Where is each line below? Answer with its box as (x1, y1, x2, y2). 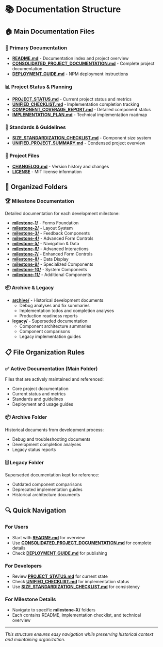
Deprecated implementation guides (12, 487, 82, 492)
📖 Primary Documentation (5, 44, 67, 51)
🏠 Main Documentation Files (5, 27, 95, 36)
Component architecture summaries (19, 323, 92, 329)
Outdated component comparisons (12, 481, 82, 488)
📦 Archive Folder (5, 414, 48, 421)
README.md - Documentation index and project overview (12, 55, 129, 61)
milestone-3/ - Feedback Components (12, 230, 90, 236)
